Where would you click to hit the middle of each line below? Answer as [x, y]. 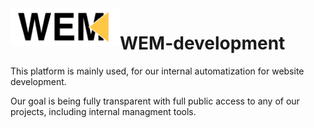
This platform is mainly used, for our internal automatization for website [157, 71]
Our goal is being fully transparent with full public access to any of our [155, 101]
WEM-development [202, 43]
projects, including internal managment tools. [103, 111]
